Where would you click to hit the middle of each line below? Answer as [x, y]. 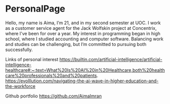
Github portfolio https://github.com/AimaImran [54, 96]
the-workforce [20, 86]
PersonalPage [35, 9]
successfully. [19, 49]
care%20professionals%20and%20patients [51, 75]
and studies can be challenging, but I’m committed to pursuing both [76, 44]
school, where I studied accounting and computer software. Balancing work [84, 39]
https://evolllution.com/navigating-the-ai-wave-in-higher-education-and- [82, 81]
